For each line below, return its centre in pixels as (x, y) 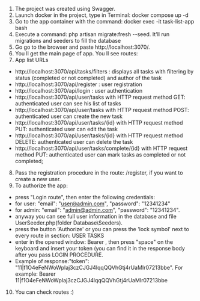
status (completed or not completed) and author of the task (88, 78)
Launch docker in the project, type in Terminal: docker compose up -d (102, 15)
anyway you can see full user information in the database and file (96, 216)
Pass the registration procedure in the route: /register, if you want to (99, 173)
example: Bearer (35, 274)
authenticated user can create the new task (69, 116)
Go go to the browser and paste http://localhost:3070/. (82, 47)
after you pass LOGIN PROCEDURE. (59, 255)
